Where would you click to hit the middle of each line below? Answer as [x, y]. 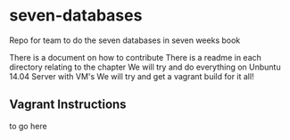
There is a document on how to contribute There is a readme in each [135, 57]
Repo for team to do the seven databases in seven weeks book [125, 40]
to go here [28, 126]
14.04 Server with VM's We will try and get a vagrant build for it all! [132, 76]
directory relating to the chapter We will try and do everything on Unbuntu [145, 67]
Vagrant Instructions [68, 105]
